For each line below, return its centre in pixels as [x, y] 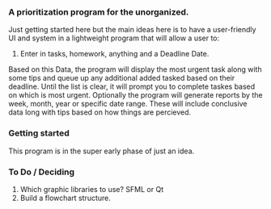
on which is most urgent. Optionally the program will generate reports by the [135, 95]
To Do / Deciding [42, 172]
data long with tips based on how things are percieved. [100, 112]
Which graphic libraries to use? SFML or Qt [92, 189]
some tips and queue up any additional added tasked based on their [122, 78]
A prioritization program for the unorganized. [99, 12]
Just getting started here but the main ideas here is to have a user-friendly [132, 30]
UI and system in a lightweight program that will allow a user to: [114, 38]
